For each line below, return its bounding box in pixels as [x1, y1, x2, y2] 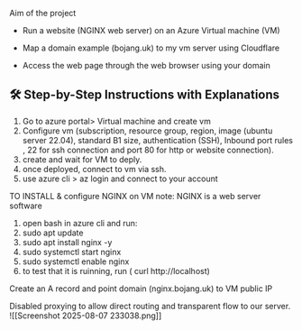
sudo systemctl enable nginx [22, 256, 130, 267]
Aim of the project [9, 8, 77, 18]
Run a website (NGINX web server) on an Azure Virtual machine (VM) [22, 25, 280, 35]
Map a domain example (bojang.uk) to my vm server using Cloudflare [22, 42, 280, 53]
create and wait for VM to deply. [22, 153, 142, 165]
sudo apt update [22, 227, 84, 238]
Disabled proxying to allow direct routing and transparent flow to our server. [9, 300, 291, 311]
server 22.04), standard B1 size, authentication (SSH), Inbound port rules [22, 134, 293, 145]
